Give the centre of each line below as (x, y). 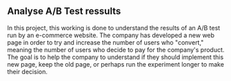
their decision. (28, 71)
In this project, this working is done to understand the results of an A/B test (114, 27)
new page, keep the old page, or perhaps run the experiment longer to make (115, 64)
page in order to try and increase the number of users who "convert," (106, 42)
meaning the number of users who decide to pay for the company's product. (116, 49)
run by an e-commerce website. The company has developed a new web (111, 35)
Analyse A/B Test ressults (64, 11)
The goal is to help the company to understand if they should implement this (115, 57)
